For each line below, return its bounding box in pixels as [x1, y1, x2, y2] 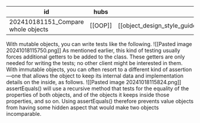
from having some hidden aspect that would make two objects [6, 104, 159, 111]
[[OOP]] [89, 21, 112, 29]
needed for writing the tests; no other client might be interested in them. [6, 60, 183, 66]
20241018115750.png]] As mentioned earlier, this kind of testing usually [6, 47, 180, 54]
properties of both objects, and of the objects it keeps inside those [6, 91, 170, 98]
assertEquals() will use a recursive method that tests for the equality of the [6, 85, 189, 92]
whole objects [9, 25, 49, 33]
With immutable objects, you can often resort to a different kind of [6, 66, 168, 73]
